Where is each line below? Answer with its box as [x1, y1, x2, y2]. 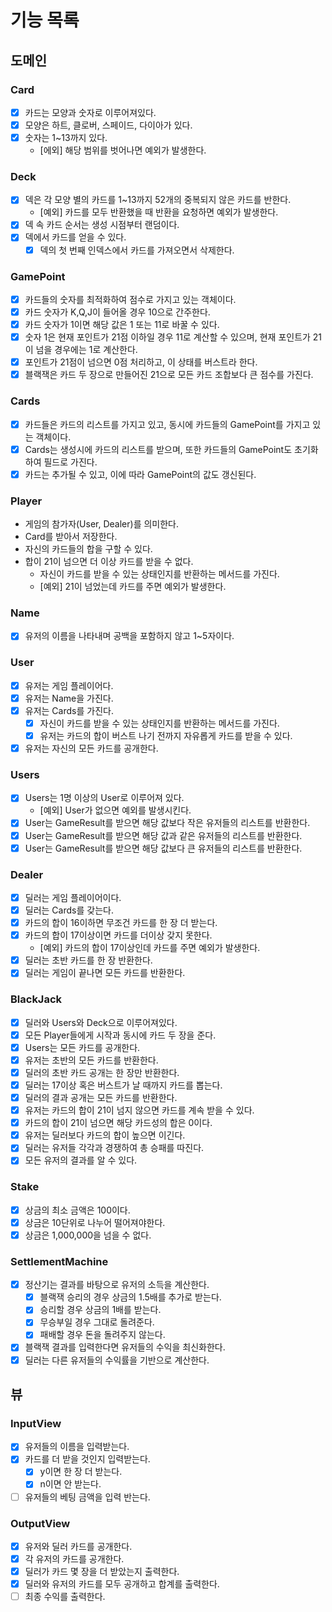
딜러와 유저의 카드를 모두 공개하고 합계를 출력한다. [24, 1578, 220, 1590]
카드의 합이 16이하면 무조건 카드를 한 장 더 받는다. [24, 917, 218, 929]
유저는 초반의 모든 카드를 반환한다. [24, 1054, 159, 1066]
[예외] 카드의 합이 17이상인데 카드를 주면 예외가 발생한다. [39, 942, 261, 954]
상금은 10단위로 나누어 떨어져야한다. [24, 1216, 166, 1228]
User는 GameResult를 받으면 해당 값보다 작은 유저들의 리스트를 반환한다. [24, 817, 311, 829]
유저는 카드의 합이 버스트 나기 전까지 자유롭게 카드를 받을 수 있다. [39, 729, 293, 741]
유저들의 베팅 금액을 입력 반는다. [24, 1491, 151, 1503]
